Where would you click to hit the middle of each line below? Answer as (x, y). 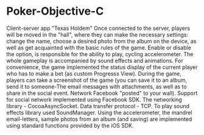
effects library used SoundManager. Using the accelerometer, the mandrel (99, 112)
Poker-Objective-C (55, 11)
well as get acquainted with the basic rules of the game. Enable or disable (99, 48)
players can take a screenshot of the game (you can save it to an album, (97, 80)
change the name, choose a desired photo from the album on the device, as (101, 41)
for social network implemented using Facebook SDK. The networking (94, 100)
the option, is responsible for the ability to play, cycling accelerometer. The (100, 54)
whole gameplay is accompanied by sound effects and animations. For (95, 60)
